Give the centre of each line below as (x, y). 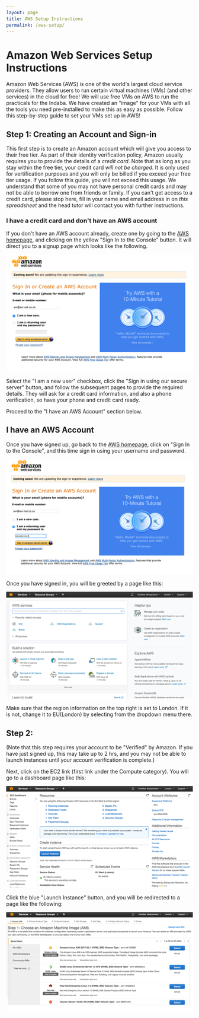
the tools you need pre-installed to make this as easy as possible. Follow (94, 109)
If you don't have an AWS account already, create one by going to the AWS (98, 234)
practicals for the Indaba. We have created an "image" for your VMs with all (98, 103)
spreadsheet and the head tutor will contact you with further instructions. (95, 205)
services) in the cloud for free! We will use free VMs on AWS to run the (92, 97)
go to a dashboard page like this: (46, 778)
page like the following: (35, 904)
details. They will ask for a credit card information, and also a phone (89, 393)
